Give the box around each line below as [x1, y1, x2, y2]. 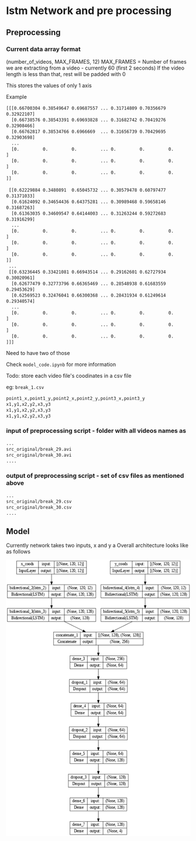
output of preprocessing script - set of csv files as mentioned [6, 472, 184, 480]
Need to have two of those [6, 349, 70, 356]
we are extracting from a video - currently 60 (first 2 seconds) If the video [6, 64, 185, 71]
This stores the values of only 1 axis [6, 82, 92, 89]
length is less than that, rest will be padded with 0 [6, 70, 126, 77]
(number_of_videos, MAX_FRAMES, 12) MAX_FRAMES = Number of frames [6, 58, 187, 65]
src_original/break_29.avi [6, 446, 72, 453]
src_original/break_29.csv [6, 499, 72, 505]
